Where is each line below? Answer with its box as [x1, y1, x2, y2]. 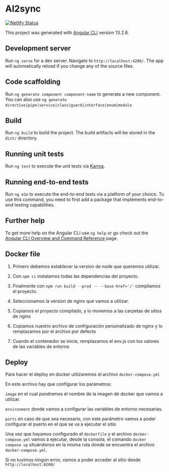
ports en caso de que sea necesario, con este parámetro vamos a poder [5, 416, 156, 422]
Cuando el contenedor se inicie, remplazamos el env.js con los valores [12, 338, 159, 344]
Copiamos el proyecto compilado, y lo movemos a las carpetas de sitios [12, 307, 162, 313]
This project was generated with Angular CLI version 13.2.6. [5, 29, 129, 35]
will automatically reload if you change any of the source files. [5, 63, 134, 69]
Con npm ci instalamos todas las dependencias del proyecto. [12, 273, 139, 279]
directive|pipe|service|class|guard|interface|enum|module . [5, 101, 133, 108]
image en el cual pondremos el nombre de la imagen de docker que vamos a [5, 391, 163, 397]
